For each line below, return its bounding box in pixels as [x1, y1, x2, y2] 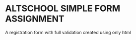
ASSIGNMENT [5, 13, 65, 24]
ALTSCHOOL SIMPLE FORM [5, 3, 121, 14]
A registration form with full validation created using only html [5, 29, 132, 35]
